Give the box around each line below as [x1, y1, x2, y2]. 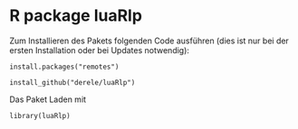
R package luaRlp [9, 5, 143, 26]
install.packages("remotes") [9, 62, 120, 71]
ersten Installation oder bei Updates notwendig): [9, 44, 190, 55]
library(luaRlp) [9, 111, 71, 120]
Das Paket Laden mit [9, 94, 87, 105]
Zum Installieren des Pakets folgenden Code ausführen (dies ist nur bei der [9, 35, 290, 46]
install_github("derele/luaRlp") [9, 78, 136, 87]
